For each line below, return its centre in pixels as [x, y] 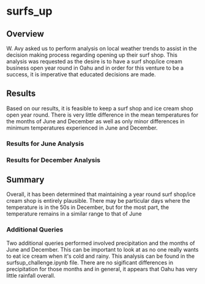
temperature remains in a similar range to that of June [74, 214]
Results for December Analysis [54, 160]
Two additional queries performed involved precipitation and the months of [101, 243]
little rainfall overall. [31, 275]
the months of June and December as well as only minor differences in [95, 121]
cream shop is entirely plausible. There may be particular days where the [98, 201]
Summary [25, 180]
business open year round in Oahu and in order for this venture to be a [95, 68]
